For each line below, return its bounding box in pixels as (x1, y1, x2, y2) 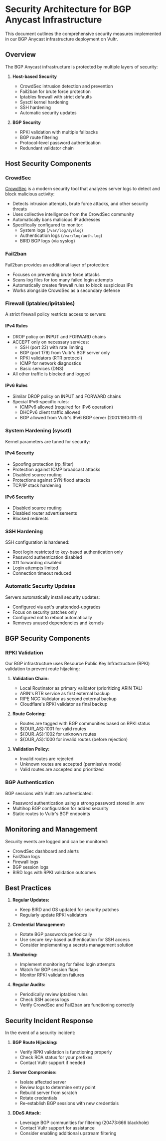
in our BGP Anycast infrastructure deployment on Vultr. (5, 36, 118, 42)
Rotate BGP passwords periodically (19, 931, 92, 938)
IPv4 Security (5, 450, 34, 456)
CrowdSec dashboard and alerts (12, 848, 79, 854)
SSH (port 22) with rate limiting (19, 344, 84, 350)
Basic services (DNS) (19, 366, 64, 372)
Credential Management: (12, 922, 66, 928)
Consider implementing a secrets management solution (19, 942, 134, 948)
